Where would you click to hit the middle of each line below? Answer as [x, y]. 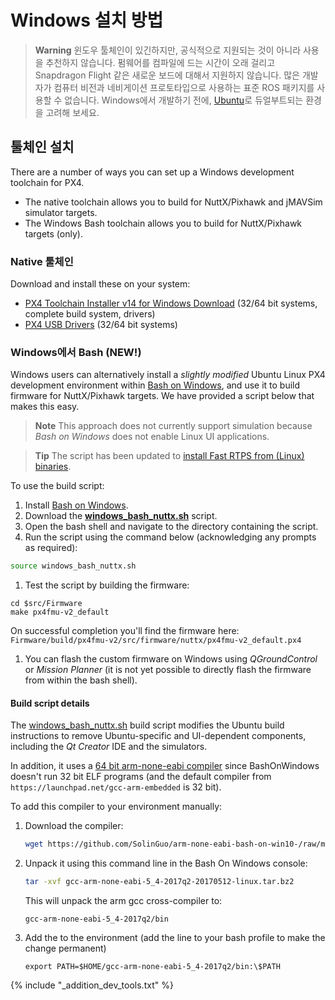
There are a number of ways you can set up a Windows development [152, 172]
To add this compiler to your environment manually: [116, 807]
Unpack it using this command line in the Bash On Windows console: [166, 863]
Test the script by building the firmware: [107, 585]
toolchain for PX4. [47, 182]
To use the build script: [57, 486]
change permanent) [65, 948]
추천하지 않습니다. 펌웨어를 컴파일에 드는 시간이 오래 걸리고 [160, 62]
